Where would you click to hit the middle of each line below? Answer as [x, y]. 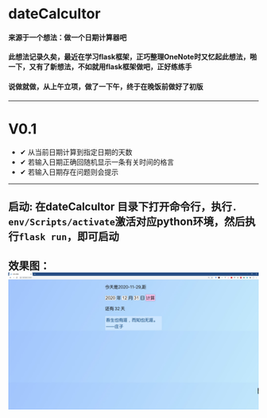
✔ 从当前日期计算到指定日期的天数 [76, 152]
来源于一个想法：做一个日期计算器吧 [68, 37]
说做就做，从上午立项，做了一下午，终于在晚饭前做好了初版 [106, 86]
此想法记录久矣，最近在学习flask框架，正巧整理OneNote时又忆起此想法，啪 [132, 57]
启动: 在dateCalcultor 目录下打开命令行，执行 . [123, 206]
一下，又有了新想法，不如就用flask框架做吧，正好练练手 [100, 67]
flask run [43, 237]
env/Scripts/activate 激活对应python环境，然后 [127, 221]
